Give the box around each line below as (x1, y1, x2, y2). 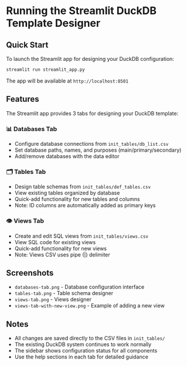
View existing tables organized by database (14, 189, 120, 197)
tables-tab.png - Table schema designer (14, 290, 113, 297)
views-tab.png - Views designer (14, 296, 92, 303)
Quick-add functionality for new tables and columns (14, 196, 140, 203)
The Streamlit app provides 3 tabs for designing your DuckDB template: (6, 110, 179, 117)
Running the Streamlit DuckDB (6, 4, 157, 18)
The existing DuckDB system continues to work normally (14, 341, 152, 348)
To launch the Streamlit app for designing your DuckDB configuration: (6, 56, 175, 62)
